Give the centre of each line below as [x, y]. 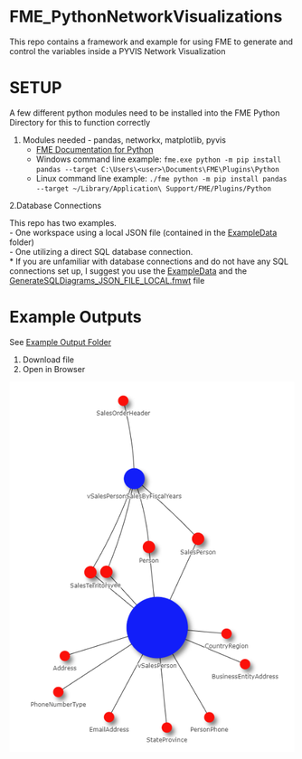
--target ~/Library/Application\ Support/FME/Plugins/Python [153, 188]
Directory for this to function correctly [80, 122]
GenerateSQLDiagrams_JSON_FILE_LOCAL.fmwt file [107, 280]
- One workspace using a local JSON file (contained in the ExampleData [143, 232]
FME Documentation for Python [94, 149]
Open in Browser [54, 369]
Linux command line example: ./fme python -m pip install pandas [161, 178]
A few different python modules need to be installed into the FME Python [145, 112]
